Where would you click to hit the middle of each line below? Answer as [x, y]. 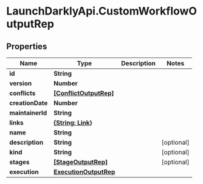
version [21, 83]
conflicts [22, 93]
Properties [27, 46]
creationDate [29, 103]
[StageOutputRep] [81, 162]
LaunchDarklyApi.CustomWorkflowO [102, 11]
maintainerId [28, 113]
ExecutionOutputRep [84, 172]
